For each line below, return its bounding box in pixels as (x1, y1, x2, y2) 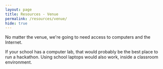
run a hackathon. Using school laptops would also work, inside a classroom (5, 54, 159, 60)
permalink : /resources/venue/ (5, 16, 68, 21)
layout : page (5, 7, 32, 12)
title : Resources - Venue (5, 12, 58, 17)
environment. (5, 59, 32, 65)
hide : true (5, 21, 28, 26)
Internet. (5, 40, 23, 46)
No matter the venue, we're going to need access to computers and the (5, 34, 151, 40)
